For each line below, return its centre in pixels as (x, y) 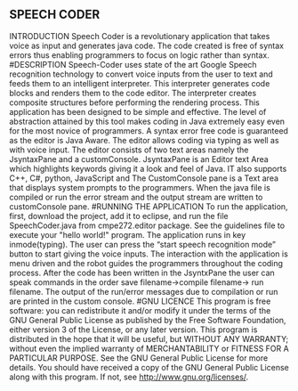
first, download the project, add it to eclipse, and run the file (119, 216)
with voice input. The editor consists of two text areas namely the (129, 150)
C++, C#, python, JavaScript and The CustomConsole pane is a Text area (144, 178)
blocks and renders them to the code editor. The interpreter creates (133, 93)
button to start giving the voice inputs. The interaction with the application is (149, 254)
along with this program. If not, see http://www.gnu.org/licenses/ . (129, 377)
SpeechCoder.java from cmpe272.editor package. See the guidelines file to (147, 225)
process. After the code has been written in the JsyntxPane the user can (142, 273)
